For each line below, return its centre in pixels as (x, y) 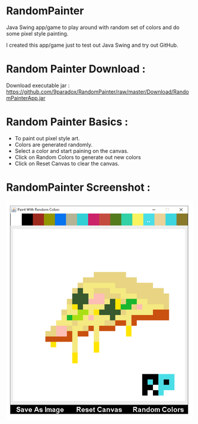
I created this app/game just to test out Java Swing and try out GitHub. (92, 45)
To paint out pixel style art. (47, 138)
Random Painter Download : (76, 69)
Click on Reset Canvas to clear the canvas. (67, 163)
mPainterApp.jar (26, 98)
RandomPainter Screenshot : (78, 187)
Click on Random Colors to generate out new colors (78, 157)
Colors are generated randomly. (54, 144)
